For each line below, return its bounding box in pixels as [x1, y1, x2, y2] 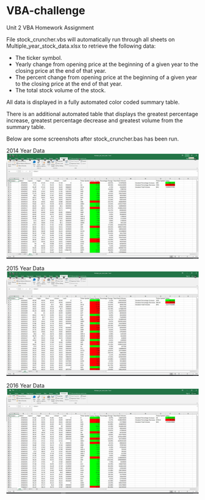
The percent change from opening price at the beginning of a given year [15, 73, 197, 81]
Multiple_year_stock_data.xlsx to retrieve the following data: [6, 42, 156, 50]
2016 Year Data [6, 382, 45, 389]
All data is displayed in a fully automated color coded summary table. [6, 98, 180, 106]
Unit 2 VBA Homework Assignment [6, 24, 95, 31]
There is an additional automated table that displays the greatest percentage [6, 110, 198, 117]
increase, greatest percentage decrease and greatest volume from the [6, 117, 183, 124]
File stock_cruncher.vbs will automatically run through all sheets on [6, 35, 175, 43]
